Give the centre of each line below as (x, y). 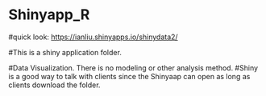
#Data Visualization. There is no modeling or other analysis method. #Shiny (133, 68)
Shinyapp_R (49, 15)
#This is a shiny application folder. (65, 52)
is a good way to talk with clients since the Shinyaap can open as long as (129, 76)
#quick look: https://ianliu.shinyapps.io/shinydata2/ (94, 37)
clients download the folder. (54, 85)
